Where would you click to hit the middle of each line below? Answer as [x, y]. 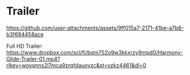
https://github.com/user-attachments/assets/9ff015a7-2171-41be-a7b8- [95, 28]
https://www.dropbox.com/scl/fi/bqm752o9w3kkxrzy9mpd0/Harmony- [95, 52]
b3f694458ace [25, 34]
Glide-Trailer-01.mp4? [33, 59]
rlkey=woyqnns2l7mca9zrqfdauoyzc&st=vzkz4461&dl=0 [76, 65]
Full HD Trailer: [25, 46]
